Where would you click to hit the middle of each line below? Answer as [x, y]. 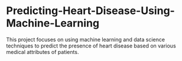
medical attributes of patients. [43, 52]
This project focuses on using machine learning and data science [86, 39]
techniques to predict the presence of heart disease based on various [91, 46]
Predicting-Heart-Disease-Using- [91, 11]
